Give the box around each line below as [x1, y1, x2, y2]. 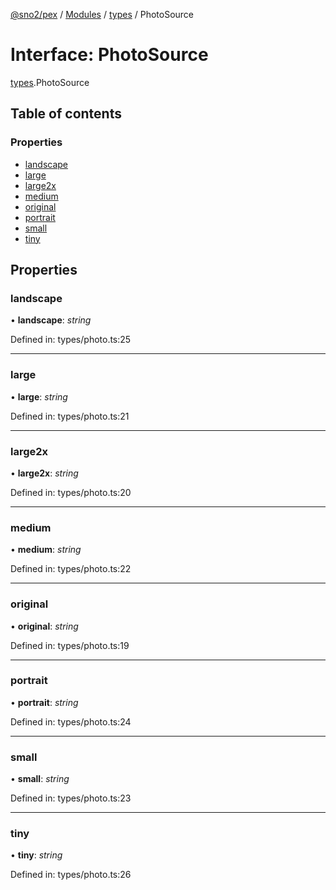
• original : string [10, 620, 79, 632]
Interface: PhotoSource [10, 44, 209, 66]
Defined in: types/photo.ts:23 [10, 792, 132, 804]
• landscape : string [10, 314, 92, 326]
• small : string [10, 773, 70, 785]
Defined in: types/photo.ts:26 [10, 869, 132, 881]
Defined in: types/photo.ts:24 [10, 715, 132, 728]
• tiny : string [10, 849, 63, 861]
